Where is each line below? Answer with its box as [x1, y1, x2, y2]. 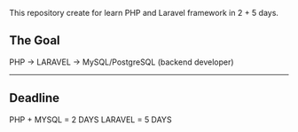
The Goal [9, 33, 60, 48]
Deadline [9, 90, 60, 105]
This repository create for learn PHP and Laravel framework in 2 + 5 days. [9, 8, 279, 18]
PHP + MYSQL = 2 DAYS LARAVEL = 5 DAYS [9, 114, 172, 125]
